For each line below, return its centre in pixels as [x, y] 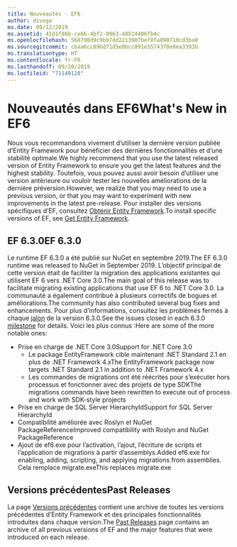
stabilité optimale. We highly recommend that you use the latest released [113, 158]
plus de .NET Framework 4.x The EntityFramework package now [121, 362]
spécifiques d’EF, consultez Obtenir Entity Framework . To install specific [112, 211]
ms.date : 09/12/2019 [38, 27]
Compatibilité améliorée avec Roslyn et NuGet [85, 422]
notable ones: [27, 333]
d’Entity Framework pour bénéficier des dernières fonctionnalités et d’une [115, 150]
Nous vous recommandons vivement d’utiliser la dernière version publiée [114, 143]
